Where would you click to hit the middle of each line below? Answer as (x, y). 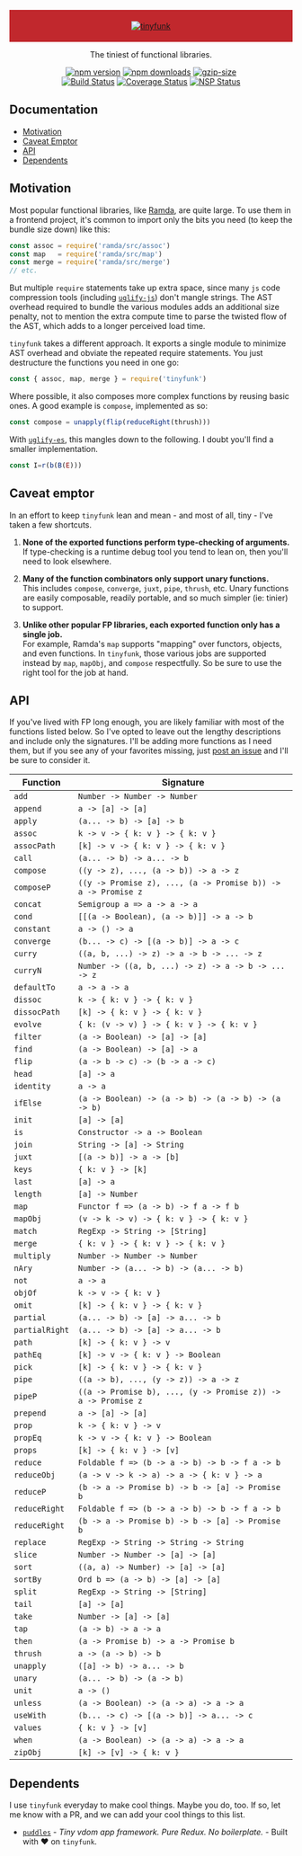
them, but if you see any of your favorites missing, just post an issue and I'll (149, 750)
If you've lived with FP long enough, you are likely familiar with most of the (147, 722)
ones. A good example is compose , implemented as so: (109, 406)
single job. (42, 634)
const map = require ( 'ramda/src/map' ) (86, 254)
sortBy (28, 1580)
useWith (30, 1716)
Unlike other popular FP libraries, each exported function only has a (151, 625)
